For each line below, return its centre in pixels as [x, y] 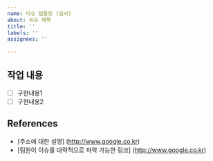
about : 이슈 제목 [29, 20]
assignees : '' [28, 39]
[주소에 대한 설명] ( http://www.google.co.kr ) [78, 141]
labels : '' [23, 33]
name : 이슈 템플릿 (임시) [39, 13]
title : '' [21, 26]
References [33, 124]
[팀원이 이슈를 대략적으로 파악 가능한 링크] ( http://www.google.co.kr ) [112, 150]
